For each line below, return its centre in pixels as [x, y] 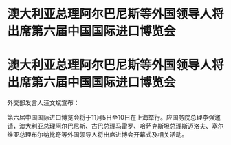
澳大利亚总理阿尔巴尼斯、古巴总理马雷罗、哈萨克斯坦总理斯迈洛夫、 [115, 126]
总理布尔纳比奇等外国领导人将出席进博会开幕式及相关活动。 [103, 135]
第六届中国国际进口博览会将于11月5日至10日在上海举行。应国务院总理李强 [111, 118]
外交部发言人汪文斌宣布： [43, 103]
